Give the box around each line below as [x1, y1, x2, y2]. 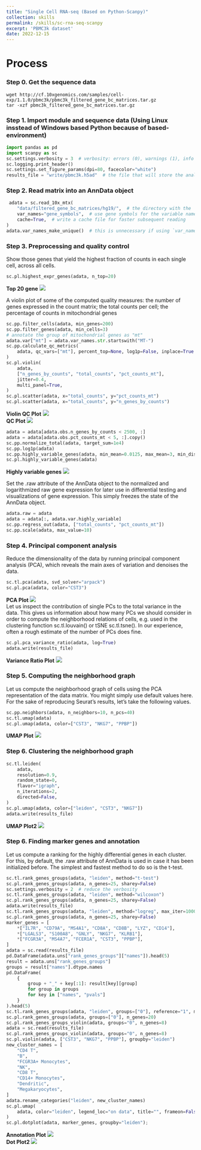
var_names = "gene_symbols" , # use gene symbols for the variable [17, 211, 184, 217]
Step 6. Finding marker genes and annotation [6, 837, 140, 846]
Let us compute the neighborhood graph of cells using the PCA [6, 685, 162, 693]
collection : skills [6, 14, 55, 20]
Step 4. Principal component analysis [6, 541, 117, 550]
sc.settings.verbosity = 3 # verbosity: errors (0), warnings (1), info [6, 155, 194, 161]
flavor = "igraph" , [17, 783, 60, 789]
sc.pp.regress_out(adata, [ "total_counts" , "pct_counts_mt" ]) [6, 521, 165, 527]
